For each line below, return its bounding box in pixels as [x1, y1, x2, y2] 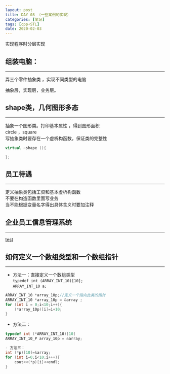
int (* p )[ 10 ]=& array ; [5, 350, 51, 355]
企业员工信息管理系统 [5, 218, 72, 226]
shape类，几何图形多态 [5, 104, 78, 112]
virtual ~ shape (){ [5, 145, 47, 150]
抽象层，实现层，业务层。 [5, 87, 59, 93]
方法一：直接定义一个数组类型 [12, 271, 75, 278]
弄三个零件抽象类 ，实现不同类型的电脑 [5, 76, 87, 82]
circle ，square [5, 129, 37, 135]
